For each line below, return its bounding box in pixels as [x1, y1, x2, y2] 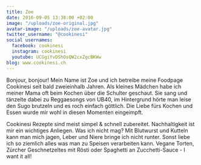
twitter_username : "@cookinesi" [6, 32, 88, 38]
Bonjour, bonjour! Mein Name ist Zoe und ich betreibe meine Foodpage [6, 76, 183, 84]
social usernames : [6, 37, 53, 43]
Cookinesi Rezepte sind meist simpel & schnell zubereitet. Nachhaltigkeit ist [6, 120, 195, 127]
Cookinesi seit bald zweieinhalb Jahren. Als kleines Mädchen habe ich [6, 82, 182, 90]
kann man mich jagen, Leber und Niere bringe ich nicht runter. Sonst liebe [6, 133, 191, 140]
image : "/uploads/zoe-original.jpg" [6, 20, 99, 26]
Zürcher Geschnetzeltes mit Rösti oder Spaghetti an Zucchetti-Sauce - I [6, 146, 186, 153]
